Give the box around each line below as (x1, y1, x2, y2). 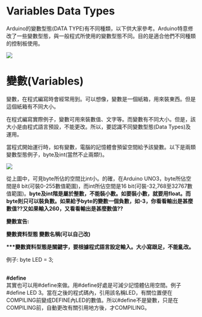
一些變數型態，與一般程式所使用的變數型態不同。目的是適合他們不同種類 (16, 32, 196, 40)
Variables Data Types (6, 4, 115, 18)
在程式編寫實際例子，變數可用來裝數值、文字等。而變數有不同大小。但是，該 (6, 115, 196, 122)
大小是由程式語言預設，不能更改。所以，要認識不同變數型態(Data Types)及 (6, 123, 191, 130)
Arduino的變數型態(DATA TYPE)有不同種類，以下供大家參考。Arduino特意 (6, 25, 188, 32)
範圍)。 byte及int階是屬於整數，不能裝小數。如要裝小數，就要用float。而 (11, 190, 191, 197)
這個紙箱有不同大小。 (6, 103, 59, 110)
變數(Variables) (6, 74, 84, 88)
